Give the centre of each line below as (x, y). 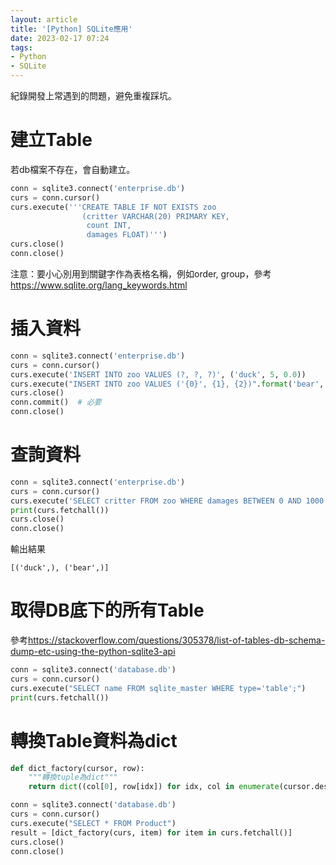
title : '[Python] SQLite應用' (71, 29)
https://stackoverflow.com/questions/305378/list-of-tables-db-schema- (177, 640)
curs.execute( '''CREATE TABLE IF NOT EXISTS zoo (113, 207)
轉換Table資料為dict (94, 740)
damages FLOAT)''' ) (127, 235)
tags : (21, 47)
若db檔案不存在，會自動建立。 (73, 169)
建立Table (51, 140)
